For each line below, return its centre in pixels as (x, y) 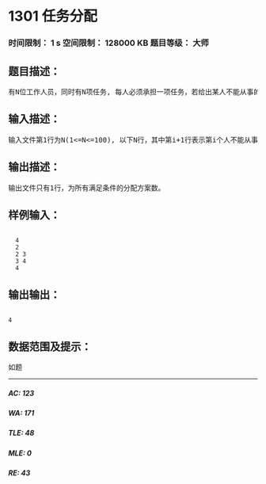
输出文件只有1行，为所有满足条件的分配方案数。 (87, 188)
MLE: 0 (20, 453)
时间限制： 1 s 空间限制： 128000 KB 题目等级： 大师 (109, 43)
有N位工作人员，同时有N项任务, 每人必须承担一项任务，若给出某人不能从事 (131, 91)
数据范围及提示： (50, 347)
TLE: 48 (21, 433)
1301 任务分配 (53, 16)
